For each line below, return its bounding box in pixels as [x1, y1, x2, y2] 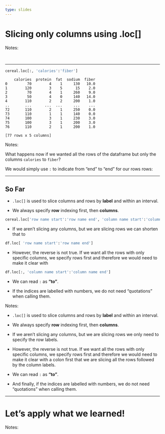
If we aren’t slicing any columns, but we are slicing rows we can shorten [12, 226, 158, 232]
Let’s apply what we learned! [5, 408, 125, 419]
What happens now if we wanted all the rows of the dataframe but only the [5, 151, 156, 157]
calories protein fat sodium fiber [14, 77, 96, 82]
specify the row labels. [12, 337, 58, 342]
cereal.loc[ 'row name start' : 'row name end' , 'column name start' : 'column [5, 217, 162, 222]
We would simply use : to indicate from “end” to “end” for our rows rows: [5, 166, 153, 172]
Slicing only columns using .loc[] [5, 28, 141, 39]
